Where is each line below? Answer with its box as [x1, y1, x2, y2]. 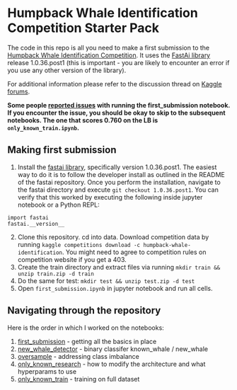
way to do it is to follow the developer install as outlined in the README [17, 170, 225, 178]
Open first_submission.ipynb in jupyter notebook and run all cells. [17, 284, 213, 292]
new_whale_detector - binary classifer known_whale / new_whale [17, 345, 209, 353]
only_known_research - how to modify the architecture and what [17, 360, 206, 368]
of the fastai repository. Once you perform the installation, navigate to [17, 178, 221, 186]
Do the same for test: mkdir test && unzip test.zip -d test [17, 276, 195, 285]
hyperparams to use [17, 367, 76, 376]
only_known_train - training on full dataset [17, 374, 140, 383]
